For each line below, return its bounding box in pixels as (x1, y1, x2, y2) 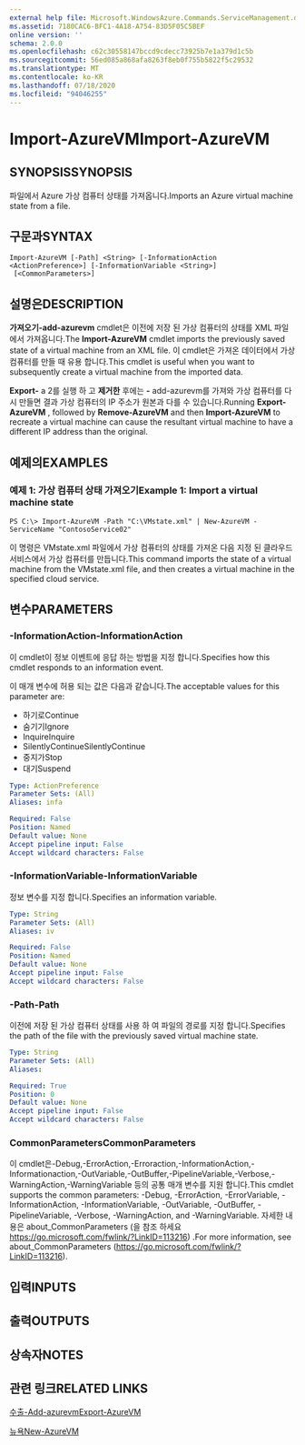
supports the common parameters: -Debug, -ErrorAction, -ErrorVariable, (9, 1189, 280, 1200)
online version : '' (9, 30, 84, 39)
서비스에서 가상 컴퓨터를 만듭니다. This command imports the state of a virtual (9, 553, 292, 564)
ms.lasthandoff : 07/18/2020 (9, 81, 116, 90)
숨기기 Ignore (22, 720, 70, 732)
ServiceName (9, 525, 54, 534)
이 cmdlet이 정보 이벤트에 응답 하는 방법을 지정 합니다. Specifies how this (9, 651, 271, 662)
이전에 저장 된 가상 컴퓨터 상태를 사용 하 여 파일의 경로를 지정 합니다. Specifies (9, 1020, 286, 1031)
